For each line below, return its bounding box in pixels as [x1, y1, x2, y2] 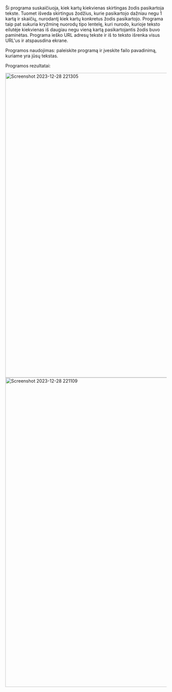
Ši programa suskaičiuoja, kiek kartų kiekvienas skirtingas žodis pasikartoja [5, 5, 164, 11]
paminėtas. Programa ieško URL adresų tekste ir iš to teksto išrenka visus [5, 32, 160, 38]
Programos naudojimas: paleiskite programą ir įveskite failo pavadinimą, [5, 48, 157, 53]
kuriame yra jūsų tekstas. [5, 53, 58, 59]
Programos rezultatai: [5, 63, 51, 69]
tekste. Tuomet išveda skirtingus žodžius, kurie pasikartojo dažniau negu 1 [5, 10, 162, 16]
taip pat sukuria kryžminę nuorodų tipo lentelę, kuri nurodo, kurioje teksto [5, 21, 160, 27]
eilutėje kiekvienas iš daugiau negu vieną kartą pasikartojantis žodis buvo [5, 27, 160, 33]
